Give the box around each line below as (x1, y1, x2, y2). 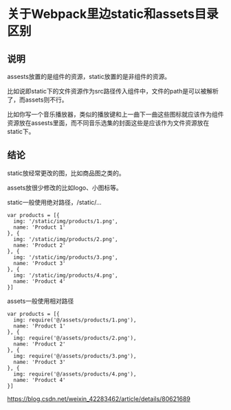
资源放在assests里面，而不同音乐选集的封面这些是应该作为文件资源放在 (7, 119, 210, 127)
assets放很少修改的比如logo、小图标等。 (7, 183, 122, 192)
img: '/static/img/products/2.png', (13, 236, 118, 242)
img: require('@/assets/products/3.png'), (13, 352, 137, 359)
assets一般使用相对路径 (7, 297, 74, 305)
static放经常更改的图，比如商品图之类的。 (7, 169, 125, 177)
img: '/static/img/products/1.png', (13, 218, 118, 225)
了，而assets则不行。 (7, 95, 68, 104)
